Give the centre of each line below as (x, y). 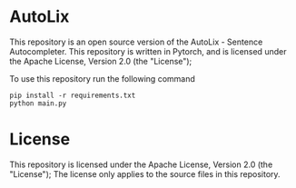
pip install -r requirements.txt (73, 95)
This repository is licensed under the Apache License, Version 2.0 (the (141, 164)
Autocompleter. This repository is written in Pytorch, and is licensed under (148, 51)
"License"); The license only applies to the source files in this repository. (145, 173)
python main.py (38, 103)
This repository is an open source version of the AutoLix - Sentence (136, 42)
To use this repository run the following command (102, 78)
